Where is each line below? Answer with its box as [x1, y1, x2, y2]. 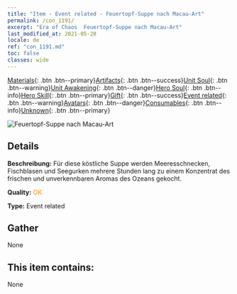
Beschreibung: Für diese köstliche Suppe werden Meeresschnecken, [7, 159, 211, 167]
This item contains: [7, 261, 94, 273]
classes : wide [7, 57, 50, 64]
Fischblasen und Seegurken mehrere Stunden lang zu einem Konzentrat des [7, 166, 231, 175]
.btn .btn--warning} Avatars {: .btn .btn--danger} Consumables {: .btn [7, 98, 204, 107]
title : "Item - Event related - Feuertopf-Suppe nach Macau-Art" [7, 10, 204, 18]
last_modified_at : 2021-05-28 [7, 30, 97, 38]
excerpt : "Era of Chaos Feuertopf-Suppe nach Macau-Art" [7, 23, 182, 30]
